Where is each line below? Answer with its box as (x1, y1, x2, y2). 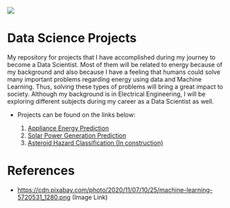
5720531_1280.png (17, 193, 71, 201)
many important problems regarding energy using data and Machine (7, 75, 202, 83)
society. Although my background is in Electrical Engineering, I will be (7, 90, 206, 98)
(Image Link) (71, 193, 108, 201)
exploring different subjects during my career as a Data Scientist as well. (7, 97, 214, 105)
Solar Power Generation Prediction (27, 131, 127, 140)
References (7, 163, 75, 179)
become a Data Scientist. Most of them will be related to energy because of (7, 60, 223, 68)
